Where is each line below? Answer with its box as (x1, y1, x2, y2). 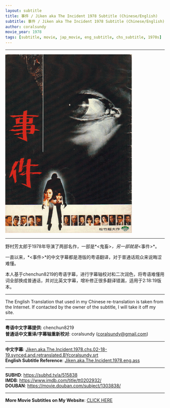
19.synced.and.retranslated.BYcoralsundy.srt (5, 352, 99, 358)
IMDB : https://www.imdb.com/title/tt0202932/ (5, 377, 102, 383)
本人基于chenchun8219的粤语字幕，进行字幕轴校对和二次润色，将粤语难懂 (5, 271, 160, 277)
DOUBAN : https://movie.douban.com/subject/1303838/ (5, 383, 121, 389)
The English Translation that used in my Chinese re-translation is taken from (5, 299, 163, 304)
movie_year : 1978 (5, 29, 42, 35)
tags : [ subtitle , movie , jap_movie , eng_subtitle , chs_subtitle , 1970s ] (5, 35, 162, 40)
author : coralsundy (5, 24, 47, 29)
